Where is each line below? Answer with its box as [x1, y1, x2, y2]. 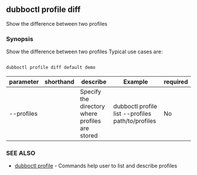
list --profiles [113, 109, 151, 118]
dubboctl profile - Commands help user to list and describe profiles [14, 162, 178, 169]
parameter [9, 77, 39, 85]
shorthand [45, 77, 74, 85]
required [164, 77, 188, 85]
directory [80, 102, 106, 110]
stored [80, 131, 98, 139]
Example [123, 77, 148, 85]
